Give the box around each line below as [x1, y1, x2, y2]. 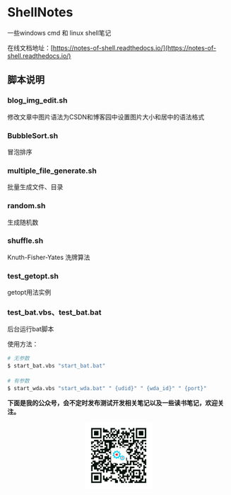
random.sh [7, 201, 46, 211]
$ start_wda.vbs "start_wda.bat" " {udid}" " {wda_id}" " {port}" [7, 385, 207, 392]
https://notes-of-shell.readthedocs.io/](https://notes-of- [52, 43, 217, 52]
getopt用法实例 [7, 288, 52, 297]
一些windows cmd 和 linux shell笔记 [7, 28, 112, 37]
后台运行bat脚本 [7, 325, 54, 334]
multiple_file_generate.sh [7, 166, 97, 176]
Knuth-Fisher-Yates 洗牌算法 [7, 253, 90, 261]
